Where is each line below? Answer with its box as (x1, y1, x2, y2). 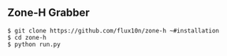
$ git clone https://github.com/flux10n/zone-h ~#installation (7, 26, 220, 34)
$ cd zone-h (7, 33, 47, 41)
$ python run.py (7, 40, 61, 48)
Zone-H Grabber (7, 6, 90, 19)
